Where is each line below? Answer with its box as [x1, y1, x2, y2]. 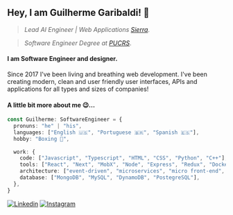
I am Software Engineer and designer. [7, 55, 118, 63]
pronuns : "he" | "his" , [13, 123, 82, 130]
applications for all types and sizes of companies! [7, 85, 149, 94]
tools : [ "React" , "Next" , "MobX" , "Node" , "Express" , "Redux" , [19, 161, 207, 169]
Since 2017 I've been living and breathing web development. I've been [7, 70, 208, 78]
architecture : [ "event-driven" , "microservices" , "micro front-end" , [19, 168, 225, 175]
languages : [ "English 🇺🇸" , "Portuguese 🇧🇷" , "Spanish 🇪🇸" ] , [13, 129, 200, 136]
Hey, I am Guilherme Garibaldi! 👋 [7, 7, 150, 19]
